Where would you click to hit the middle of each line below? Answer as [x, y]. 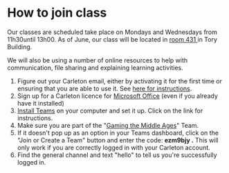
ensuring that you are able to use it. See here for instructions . [104, 88]
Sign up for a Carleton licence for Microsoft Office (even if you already [117, 96]
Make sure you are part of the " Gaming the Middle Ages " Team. [108, 125]
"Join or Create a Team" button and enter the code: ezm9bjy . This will [118, 140]
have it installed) [40, 103]
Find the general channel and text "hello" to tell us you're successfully [117, 155]
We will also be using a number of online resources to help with [98, 60]
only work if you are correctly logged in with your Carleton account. [114, 147]
